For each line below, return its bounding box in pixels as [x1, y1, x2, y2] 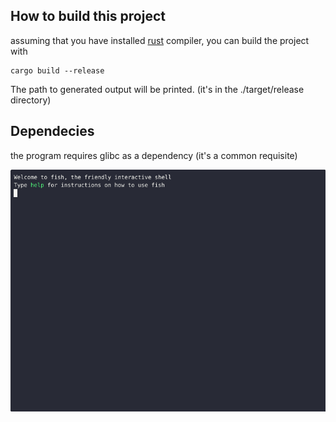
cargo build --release [10, 65, 105, 76]
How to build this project [10, 8, 166, 25]
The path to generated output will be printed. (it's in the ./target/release [10, 83, 305, 95]
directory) [10, 94, 52, 106]
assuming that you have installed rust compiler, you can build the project [10, 34, 310, 46]
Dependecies [10, 123, 95, 140]
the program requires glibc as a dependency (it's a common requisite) [10, 149, 298, 161]
